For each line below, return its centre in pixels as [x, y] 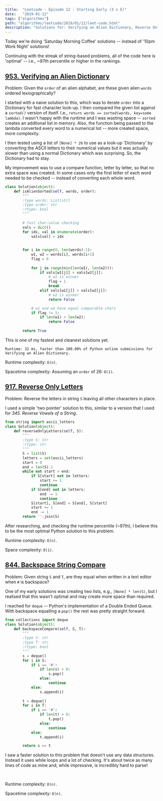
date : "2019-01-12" [27, 14]
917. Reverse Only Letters [44, 387]
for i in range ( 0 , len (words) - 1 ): [57, 250]
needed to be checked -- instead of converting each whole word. [70, 178]
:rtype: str [35, 445]
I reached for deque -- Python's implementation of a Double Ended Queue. [79, 606]
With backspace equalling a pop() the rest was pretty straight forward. [75, 611]
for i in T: [35, 705]
